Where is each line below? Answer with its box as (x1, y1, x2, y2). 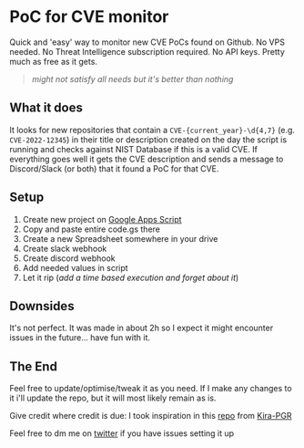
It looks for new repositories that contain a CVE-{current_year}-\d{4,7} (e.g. (9, 124, 296, 135)
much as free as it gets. (9, 56, 98, 67)
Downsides (9, 298, 75, 314)
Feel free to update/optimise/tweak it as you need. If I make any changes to (9, 383, 293, 394)
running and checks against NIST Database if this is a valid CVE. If (9, 143, 258, 154)
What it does (9, 100, 84, 116)
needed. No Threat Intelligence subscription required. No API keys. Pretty (9, 46, 285, 57)
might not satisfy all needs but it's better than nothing (31, 73, 234, 84)
